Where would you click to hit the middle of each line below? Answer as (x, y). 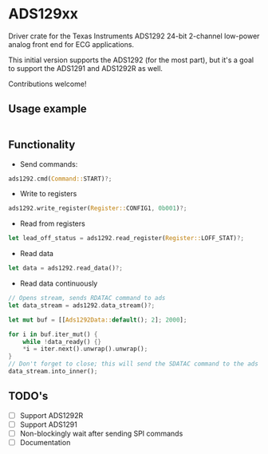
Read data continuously (59, 283)
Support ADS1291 (48, 424)
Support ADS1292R (51, 415)
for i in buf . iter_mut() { (53, 334)
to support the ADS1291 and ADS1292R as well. (86, 68)
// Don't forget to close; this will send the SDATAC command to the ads (134, 364)
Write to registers (48, 194)
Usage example (48, 109)
